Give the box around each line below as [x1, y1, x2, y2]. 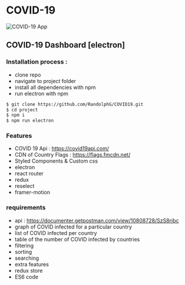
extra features [14, 260, 49, 268]
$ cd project [6, 107, 38, 112]
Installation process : [6, 58, 68, 66]
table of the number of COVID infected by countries [14, 236, 140, 243]
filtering [14, 242, 34, 249]
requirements [6, 204, 46, 212]
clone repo [14, 71, 41, 78]
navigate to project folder [14, 77, 77, 84]
